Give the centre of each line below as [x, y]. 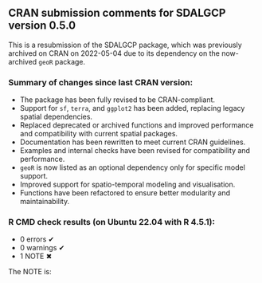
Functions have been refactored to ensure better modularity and [125, 193]
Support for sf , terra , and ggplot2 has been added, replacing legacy [132, 108]
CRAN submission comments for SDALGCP [117, 13]
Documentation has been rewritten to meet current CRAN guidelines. [133, 142]
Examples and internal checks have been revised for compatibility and [135, 151]
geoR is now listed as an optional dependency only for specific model [132, 167]
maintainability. [45, 202]
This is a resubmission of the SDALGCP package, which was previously [125, 45]
